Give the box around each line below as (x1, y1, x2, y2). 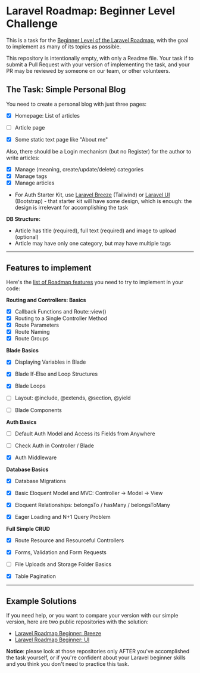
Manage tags (14, 173, 48, 180)
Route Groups (14, 335, 49, 342)
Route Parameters (14, 321, 60, 329)
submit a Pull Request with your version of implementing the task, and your (6, 61, 190, 68)
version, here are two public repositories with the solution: (6, 618, 149, 625)
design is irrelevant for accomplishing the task (14, 204, 129, 211)
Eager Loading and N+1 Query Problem (14, 513, 111, 520)
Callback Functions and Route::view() (14, 308, 107, 315)
